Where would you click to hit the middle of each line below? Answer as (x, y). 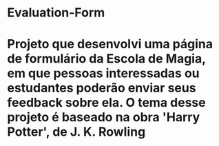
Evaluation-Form (56, 13)
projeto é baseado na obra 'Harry (104, 117)
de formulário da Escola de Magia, (106, 59)
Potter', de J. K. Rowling (76, 132)
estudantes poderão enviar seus (102, 88)
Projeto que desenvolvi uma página (110, 44)
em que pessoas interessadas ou (103, 73)
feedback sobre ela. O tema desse (106, 103)
